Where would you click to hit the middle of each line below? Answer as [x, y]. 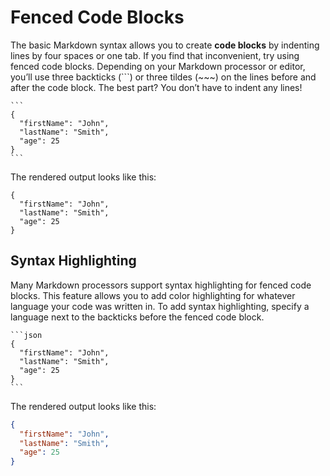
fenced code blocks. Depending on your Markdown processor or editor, [158, 66]
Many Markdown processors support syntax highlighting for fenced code [161, 285]
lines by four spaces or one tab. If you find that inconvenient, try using [155, 55]
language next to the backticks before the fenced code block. [137, 317]
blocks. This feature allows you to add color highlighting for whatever [153, 295]
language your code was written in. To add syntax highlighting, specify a [160, 306]
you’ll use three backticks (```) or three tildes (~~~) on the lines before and [163, 77]
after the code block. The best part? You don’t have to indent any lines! [156, 87]
